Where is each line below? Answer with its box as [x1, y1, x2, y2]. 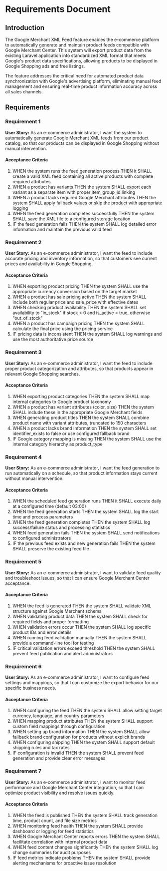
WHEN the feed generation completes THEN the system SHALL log [12, 519, 151, 525]
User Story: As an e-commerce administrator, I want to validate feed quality [5, 569, 161, 575]
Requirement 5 [5, 558, 42, 565]
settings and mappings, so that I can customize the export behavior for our [5, 680, 159, 686]
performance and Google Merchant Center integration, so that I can [5, 784, 144, 790]
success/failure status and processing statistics [12, 524, 111, 530]
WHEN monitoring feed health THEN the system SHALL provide [12, 823, 143, 829]
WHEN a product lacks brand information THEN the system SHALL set [12, 425, 157, 431]
